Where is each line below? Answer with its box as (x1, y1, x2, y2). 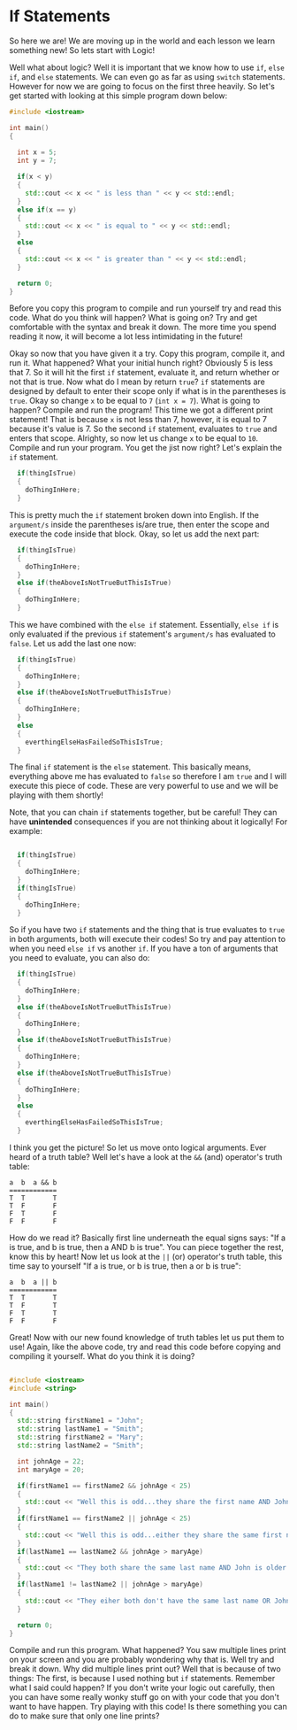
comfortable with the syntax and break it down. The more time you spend (9, 321, 277, 333)
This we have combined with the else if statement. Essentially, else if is (9, 619, 279, 629)
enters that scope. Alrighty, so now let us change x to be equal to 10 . (9, 433, 259, 444)
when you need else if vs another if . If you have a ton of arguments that (9, 943, 278, 954)
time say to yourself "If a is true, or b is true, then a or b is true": (9, 1260, 241, 1271)
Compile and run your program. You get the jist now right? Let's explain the (9, 443, 283, 453)
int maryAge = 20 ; (17, 1465, 86, 1474)
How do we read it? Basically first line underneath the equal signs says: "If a (9, 1232, 286, 1243)
